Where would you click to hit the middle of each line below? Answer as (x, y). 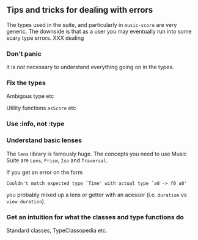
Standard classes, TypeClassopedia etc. (57, 230)
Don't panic (24, 53)
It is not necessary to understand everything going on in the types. (90, 67)
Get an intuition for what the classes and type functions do (95, 217)
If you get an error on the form (45, 172)
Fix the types (26, 83)
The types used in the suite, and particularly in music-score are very (92, 24)
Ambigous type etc (30, 96)
